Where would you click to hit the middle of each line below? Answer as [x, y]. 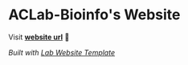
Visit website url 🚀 [39, 37]
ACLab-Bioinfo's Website [94, 15]
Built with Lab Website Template [61, 52]
